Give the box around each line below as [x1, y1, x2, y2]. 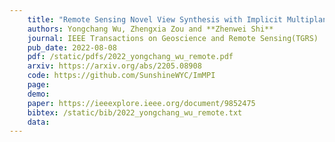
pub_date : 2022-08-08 [27, 42, 117, 53]
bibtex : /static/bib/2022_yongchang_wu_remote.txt [27, 107, 243, 118]
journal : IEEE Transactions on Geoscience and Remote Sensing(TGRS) [27, 33, 319, 43]
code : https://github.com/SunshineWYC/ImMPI [27, 71, 216, 81]
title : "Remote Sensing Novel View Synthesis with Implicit [27, 14, 283, 25]
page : [27, 80, 51, 90]
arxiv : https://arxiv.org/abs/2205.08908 [27, 61, 202, 71]
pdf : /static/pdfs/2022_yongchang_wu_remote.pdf [27, 52, 234, 62]
